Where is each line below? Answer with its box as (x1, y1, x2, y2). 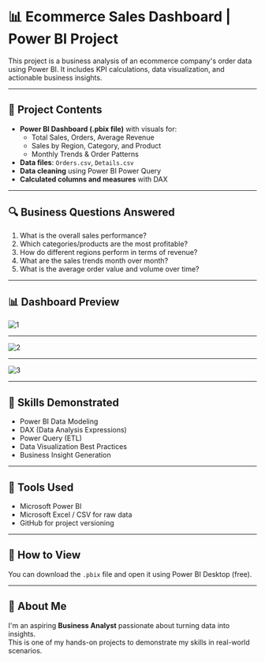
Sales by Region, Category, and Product (31, 140, 162, 150)
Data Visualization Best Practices (19, 442, 128, 451)
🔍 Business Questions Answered (8, 206, 175, 219)
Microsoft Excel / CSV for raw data (19, 510, 132, 519)
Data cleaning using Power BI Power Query (19, 166, 162, 175)
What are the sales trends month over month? (19, 256, 169, 265)
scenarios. (8, 645, 43, 655)
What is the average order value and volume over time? (19, 264, 200, 274)
